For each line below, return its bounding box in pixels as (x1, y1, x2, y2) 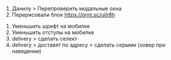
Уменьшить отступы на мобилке (11, 29, 94, 36)
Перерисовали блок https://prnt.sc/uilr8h (11, 11, 115, 18)
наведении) (11, 48, 42, 55)
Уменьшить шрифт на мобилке (11, 23, 90, 29)
